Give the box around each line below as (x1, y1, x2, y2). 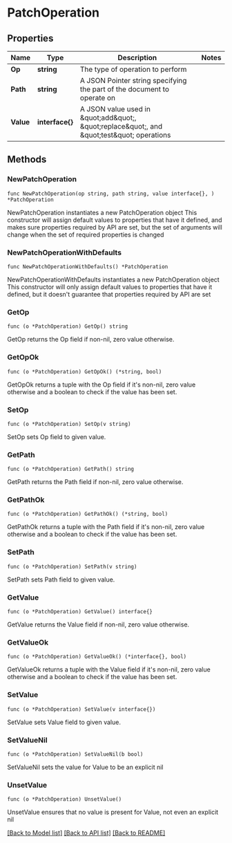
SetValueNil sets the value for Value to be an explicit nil (7, 763, 164, 771)
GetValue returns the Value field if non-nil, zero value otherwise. (7, 620, 190, 629)
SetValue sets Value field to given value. (7, 718, 121, 726)
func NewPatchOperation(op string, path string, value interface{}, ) (7, 190, 215, 197)
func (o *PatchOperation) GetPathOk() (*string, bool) (7, 510, 168, 518)
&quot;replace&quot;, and (79, 122, 163, 131)
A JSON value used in (79, 104, 151, 113)
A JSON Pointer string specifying (79, 76, 187, 85)
